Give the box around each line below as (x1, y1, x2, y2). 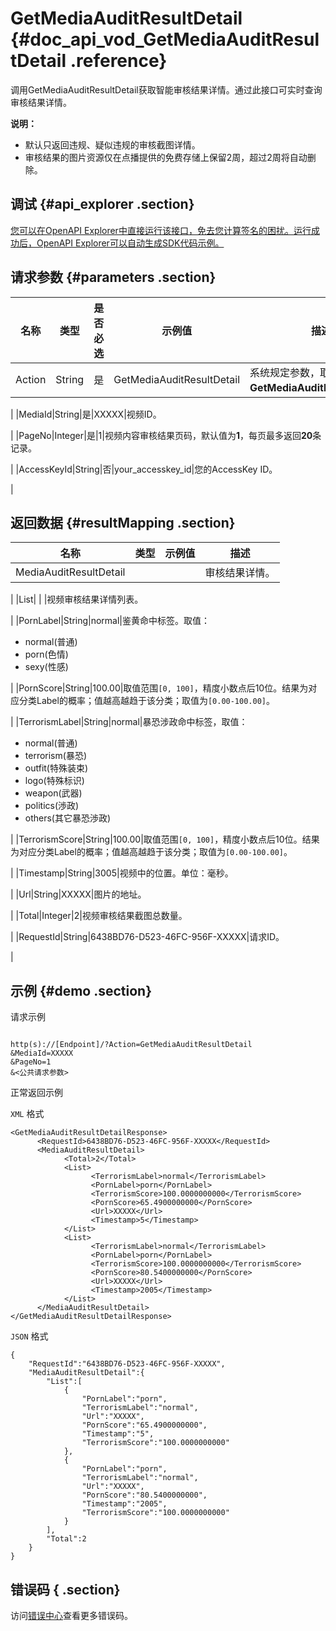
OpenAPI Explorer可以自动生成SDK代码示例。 (36, 237, 225, 249)
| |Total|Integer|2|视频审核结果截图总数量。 (10, 910, 188, 922)
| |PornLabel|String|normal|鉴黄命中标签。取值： (10, 615, 211, 627)
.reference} (69, 50, 168, 72)
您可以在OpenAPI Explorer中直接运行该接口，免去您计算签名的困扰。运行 (10, 224, 312, 236)
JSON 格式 (10, 1330, 49, 1342)
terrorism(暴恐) (24, 750, 87, 762)
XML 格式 (10, 1108, 45, 1120)
